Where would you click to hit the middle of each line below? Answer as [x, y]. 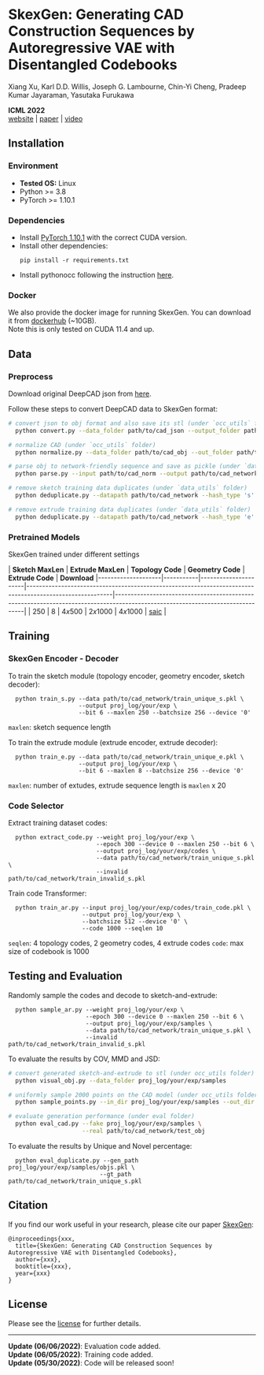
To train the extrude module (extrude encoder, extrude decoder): [113, 742]
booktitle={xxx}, [44, 1266]
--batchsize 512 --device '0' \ [135, 921]
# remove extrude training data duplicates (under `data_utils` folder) [130, 509]
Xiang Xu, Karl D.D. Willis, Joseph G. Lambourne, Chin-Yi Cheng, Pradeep [127, 86]
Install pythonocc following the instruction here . [97, 274]
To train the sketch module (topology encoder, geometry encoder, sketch [126, 676]
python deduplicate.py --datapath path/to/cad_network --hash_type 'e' [135, 517]
